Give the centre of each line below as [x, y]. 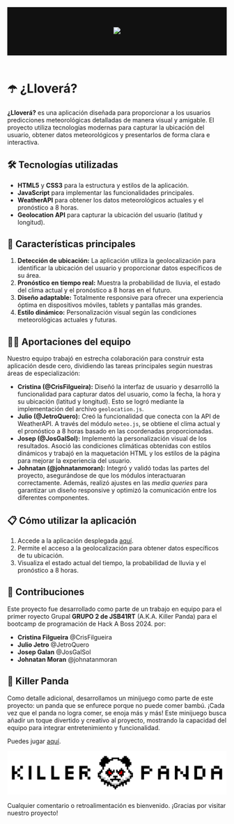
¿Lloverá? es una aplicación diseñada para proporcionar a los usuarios [109, 112]
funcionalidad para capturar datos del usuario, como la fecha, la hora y [119, 394]
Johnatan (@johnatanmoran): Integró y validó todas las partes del [113, 468]
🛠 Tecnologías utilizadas [63, 165]
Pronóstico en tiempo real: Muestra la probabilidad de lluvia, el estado [119, 283]
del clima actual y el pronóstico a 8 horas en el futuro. [94, 290]
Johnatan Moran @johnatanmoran [67, 659]
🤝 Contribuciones [46, 592]
